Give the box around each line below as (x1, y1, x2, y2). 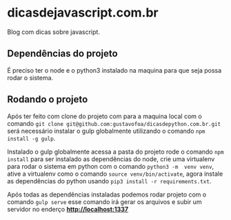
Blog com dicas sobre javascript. (7, 28, 100, 36)
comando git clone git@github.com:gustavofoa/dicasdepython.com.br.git (7, 119, 221, 127)
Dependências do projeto (7, 48, 119, 59)
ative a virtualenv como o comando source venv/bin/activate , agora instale (7, 169, 223, 178)
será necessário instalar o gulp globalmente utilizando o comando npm (7, 127, 205, 135)
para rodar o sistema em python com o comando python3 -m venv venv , (7, 162, 214, 170)
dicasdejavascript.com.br (7, 5, 159, 21)
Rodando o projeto (7, 93, 88, 105)
